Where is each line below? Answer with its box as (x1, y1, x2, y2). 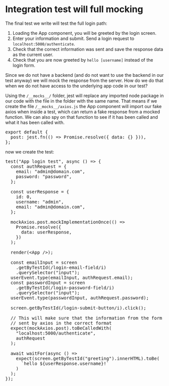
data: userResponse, (21, 229, 72, 235)
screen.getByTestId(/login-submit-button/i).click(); (10, 305, 146, 311)
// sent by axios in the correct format (10, 320, 112, 326)
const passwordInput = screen (10, 279, 85, 285)
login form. (12, 62, 35, 68)
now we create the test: (5, 149, 54, 155)
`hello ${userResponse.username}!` (21, 360, 109, 366)
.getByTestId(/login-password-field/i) (16, 284, 115, 291)
